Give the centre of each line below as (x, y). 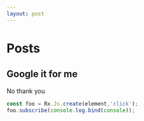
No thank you (26, 91)
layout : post (26, 14)
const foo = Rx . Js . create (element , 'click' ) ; (72, 104)
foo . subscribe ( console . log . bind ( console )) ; (71, 110)
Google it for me (42, 74)
